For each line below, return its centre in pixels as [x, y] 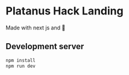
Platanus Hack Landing [65, 11]
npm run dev [20, 66]
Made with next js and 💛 [36, 28]
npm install [20, 60]
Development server [45, 46]
